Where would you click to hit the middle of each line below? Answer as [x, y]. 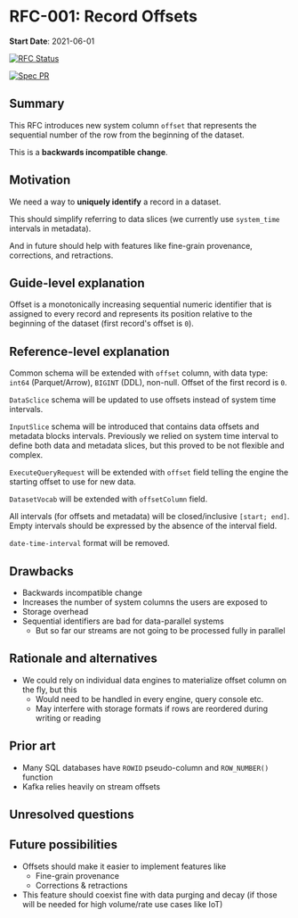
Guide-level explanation [77, 283]
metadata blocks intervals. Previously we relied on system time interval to [144, 436]
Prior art [32, 746]
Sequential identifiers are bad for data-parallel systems [123, 621]
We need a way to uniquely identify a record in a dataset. [115, 202]
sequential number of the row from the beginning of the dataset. [127, 135]
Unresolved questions [72, 815]
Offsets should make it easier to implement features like [124, 866]
